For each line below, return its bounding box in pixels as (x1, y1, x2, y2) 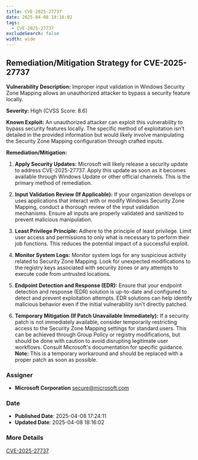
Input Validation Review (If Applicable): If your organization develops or (14, 191, 192, 198)
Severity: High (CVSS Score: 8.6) (6, 107, 87, 114)
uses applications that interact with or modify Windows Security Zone (14, 197, 185, 204)
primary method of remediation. (14, 179, 93, 186)
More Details (6, 433, 44, 442)
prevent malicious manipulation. (14, 215, 93, 223)
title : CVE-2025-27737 (6, 8, 62, 15)
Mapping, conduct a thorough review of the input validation (14, 203, 160, 210)
